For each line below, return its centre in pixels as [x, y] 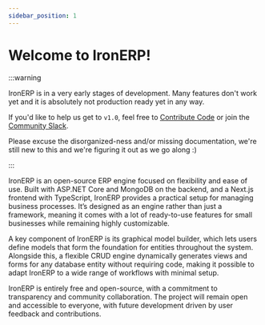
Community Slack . [38, 126]
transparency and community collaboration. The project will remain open [128, 296]
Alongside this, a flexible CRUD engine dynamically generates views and [128, 255]
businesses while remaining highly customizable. [89, 223]
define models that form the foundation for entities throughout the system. [131, 247]
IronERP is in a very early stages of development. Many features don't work [133, 93]
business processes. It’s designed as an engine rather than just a [115, 206]
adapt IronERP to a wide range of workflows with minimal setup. [114, 272]
